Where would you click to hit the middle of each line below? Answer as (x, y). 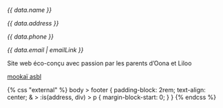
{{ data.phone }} (30, 36)
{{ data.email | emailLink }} (45, 50)
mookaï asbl (24, 76)
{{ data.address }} (33, 23)
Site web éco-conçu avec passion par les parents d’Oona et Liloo (99, 63)
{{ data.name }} (30, 10)
